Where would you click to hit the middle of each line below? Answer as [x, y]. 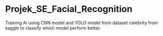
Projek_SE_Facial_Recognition [69, 9]
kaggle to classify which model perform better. [53, 28]
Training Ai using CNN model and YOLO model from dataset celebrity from [81, 23]
